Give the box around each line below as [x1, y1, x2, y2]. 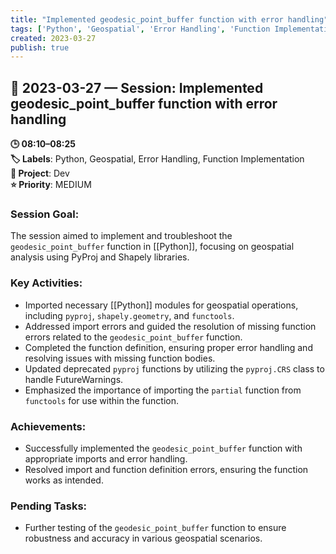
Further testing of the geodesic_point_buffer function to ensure [24, 522, 287, 534]
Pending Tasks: [10, 499, 88, 513]
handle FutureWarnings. [24, 373, 124, 385]
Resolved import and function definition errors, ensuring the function [24, 463, 309, 475]
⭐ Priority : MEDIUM [10, 179, 92, 191]
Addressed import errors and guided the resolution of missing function [24, 320, 317, 332]
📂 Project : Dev [10, 167, 70, 180]
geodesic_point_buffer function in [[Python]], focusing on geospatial [10, 241, 295, 253]
